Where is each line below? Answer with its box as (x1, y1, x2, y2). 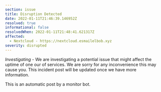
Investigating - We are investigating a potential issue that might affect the (5, 56, 152, 62)
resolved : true (5, 20, 36, 26)
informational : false (5, 25, 49, 30)
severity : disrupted (5, 43, 47, 48)
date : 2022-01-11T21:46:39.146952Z (5, 16, 77, 21)
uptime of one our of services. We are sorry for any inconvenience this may (5, 61, 157, 67)
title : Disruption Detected (5, 12, 62, 16)
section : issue (5, 7, 36, 12)
